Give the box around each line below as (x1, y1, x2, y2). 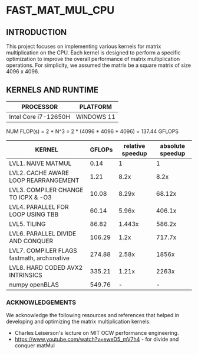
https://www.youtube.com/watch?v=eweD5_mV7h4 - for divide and (14, 335, 179, 343)
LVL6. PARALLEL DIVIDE (9, 229, 77, 237)
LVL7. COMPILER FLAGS (9, 246, 78, 254)
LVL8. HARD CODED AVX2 (9, 263, 83, 272)
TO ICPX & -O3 (9, 193, 52, 201)
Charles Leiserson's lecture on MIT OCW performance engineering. (14, 330, 179, 337)
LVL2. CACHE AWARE (9, 169, 70, 177)
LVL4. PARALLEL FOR (9, 202, 69, 211)
